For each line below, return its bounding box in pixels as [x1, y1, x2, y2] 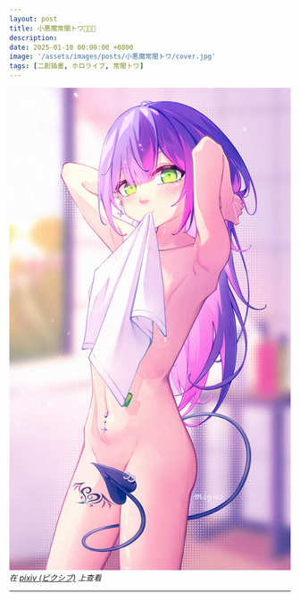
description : [9, 33, 58, 42]
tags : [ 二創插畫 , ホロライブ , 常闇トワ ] [9, 62, 145, 71]
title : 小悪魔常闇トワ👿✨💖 [9, 23, 96, 33]
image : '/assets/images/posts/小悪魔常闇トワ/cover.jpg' [9, 52, 216, 62]
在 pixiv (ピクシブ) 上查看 [9, 572, 102, 583]
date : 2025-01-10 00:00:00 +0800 [9, 43, 134, 52]
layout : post [9, 14, 58, 23]
